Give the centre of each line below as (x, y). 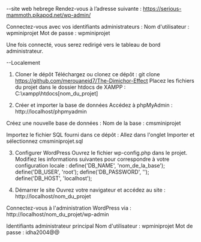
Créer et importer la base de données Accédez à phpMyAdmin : (94, 105)
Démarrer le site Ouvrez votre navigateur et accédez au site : (90, 190)
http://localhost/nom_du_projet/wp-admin (58, 214)
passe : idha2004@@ (33, 232)
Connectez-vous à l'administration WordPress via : (69, 208)
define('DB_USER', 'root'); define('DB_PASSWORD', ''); (82, 172)
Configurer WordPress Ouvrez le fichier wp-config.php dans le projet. (101, 153)
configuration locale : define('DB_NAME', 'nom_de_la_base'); (90, 165)
